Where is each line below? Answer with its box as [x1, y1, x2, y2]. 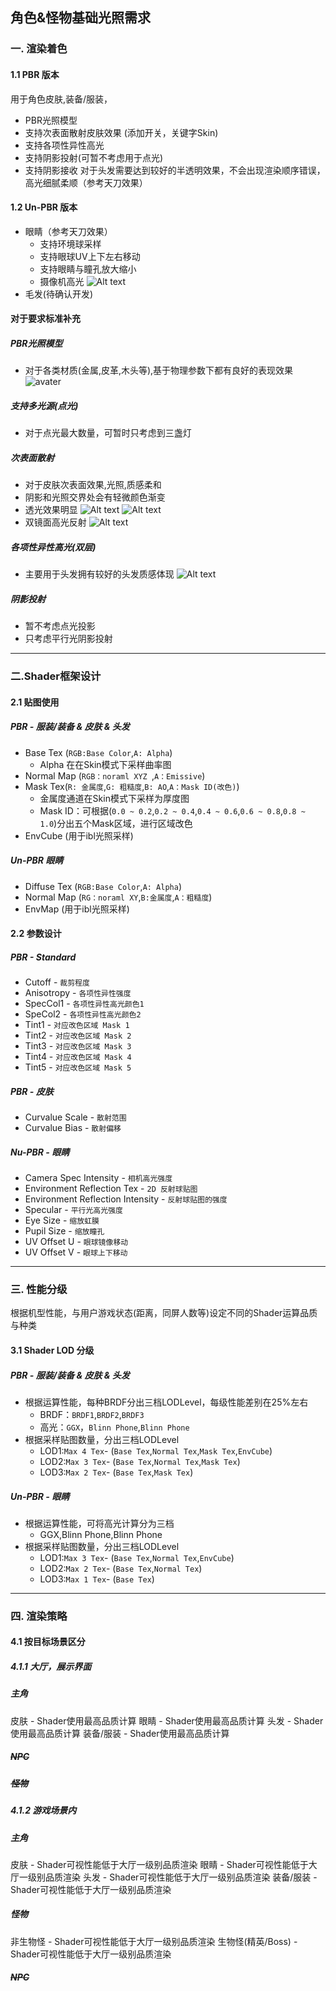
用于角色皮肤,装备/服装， [10, 93, 113, 105]
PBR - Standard [10, 951, 77, 963]
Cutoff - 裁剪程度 [24, 976, 90, 988]
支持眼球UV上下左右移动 [39, 250, 141, 262]
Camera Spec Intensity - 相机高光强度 [24, 1172, 173, 1184]
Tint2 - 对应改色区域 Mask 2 [24, 1029, 132, 1042]
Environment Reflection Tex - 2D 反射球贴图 [24, 1183, 198, 1195]
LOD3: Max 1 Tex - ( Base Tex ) [39, 1573, 155, 1585]
